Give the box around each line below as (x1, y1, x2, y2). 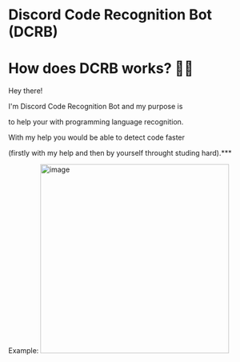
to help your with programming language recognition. (8, 117, 184, 127)
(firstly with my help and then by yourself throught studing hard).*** (8, 148, 232, 158)
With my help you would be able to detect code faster (8, 132, 186, 142)
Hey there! (8, 86, 43, 96)
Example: (8, 346, 39, 356)
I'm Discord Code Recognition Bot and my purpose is (8, 102, 183, 112)
